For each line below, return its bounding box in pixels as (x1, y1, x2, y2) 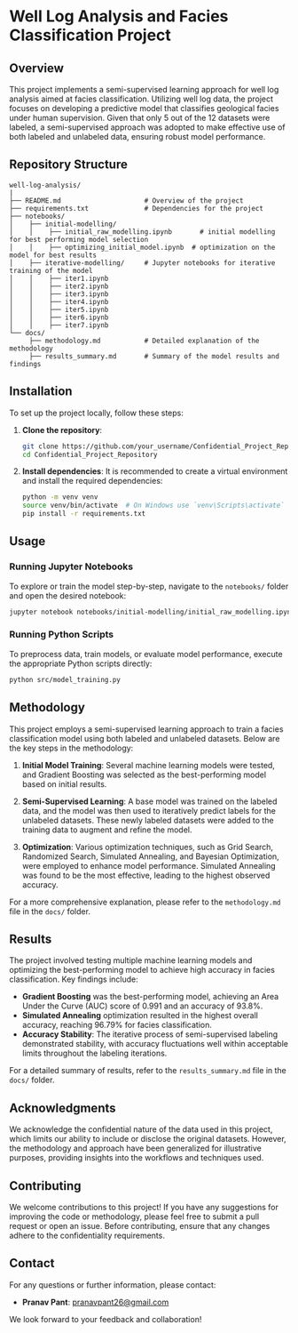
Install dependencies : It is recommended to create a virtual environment (21, 466, 288, 477)
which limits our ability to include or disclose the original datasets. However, (9, 1134, 286, 1144)
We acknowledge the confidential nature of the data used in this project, (9, 1124, 273, 1135)
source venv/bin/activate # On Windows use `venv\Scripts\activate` (21, 501, 286, 510)
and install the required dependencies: (21, 476, 163, 486)
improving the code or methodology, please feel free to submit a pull (9, 1211, 260, 1222)
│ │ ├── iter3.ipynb (9, 289, 109, 299)
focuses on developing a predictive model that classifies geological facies (9, 103, 279, 113)
